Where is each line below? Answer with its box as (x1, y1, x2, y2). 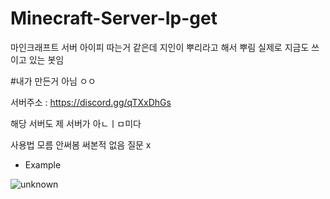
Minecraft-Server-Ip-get (10, 7, 218, 30)
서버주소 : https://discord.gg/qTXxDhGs (10, 96, 172, 108)
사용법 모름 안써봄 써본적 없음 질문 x (10, 138, 152, 151)
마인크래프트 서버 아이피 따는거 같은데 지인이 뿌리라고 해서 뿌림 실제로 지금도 (10, 41, 310, 53)
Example (24, 158, 62, 171)
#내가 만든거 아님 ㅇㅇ (10, 75, 97, 87)
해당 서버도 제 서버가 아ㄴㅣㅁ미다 (10, 117, 142, 129)
